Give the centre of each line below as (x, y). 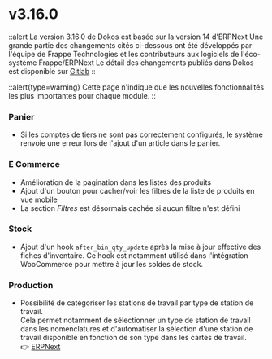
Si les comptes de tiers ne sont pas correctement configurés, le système (142, 134)
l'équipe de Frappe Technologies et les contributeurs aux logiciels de (124, 54)
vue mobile (39, 199)
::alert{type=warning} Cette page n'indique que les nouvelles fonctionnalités (136, 87)
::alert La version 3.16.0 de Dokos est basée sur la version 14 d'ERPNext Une (136, 37)
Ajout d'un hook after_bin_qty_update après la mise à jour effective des (140, 247)
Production (31, 285)
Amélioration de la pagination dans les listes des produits (116, 182)
